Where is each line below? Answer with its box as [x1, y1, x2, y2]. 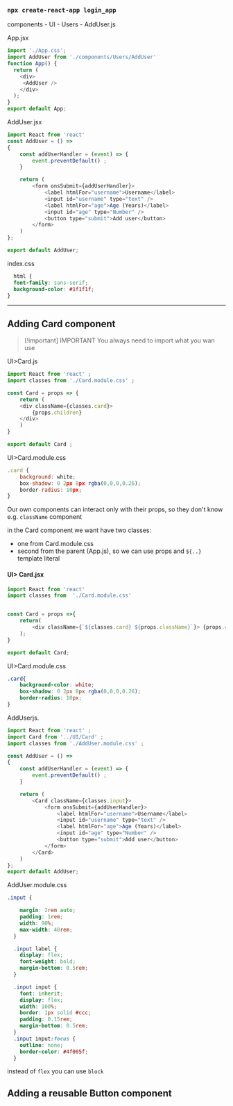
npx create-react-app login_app [7, 6, 116, 14]
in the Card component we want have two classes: [7, 526, 152, 534]
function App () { [7, 60, 58, 67]
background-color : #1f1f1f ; [13, 286, 95, 292]
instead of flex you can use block [7, 1067, 104, 1075]
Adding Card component [7, 317, 116, 329]
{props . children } [32, 409, 82, 416]
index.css [7, 259, 35, 267]
